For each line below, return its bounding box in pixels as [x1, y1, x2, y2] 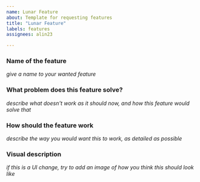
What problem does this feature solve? [6, 86, 123, 94]
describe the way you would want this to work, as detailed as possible [6, 135, 182, 143]
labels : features [6, 25, 50, 32]
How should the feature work [6, 121, 94, 129]
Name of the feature [6, 57, 67, 66]
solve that [6, 106, 32, 113]
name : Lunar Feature [6, 8, 59, 15]
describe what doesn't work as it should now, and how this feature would [6, 99, 190, 107]
